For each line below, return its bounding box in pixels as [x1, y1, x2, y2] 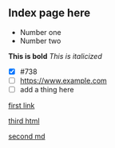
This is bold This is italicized [8, 51, 102, 60]
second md [8, 131, 46, 141]
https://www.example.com [19, 76, 108, 85]
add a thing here [19, 84, 74, 94]
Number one [19, 27, 61, 37]
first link [8, 101, 35, 110]
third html [8, 116, 40, 126]
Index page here [8, 6, 90, 20]
